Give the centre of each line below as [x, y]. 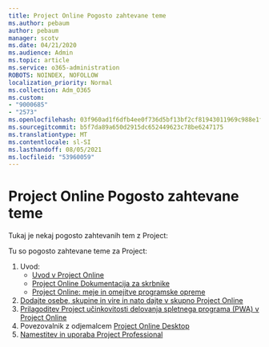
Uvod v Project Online [68, 275]
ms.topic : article [39, 61]
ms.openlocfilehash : [43, 120]
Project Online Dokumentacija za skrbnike [101, 284]
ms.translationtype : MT [48, 134]
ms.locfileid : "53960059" [51, 157]
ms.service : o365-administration [64, 68]
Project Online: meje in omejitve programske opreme [118, 292]
